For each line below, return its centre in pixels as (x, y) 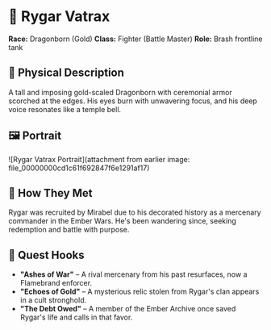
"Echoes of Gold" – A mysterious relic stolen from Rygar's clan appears (140, 292)
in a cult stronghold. (53, 300)
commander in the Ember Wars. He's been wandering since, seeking (122, 221)
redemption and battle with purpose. (69, 230)
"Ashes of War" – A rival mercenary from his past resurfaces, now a (133, 274)
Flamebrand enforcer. (56, 283)
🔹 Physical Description (67, 73)
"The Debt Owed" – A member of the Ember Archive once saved (128, 309)
